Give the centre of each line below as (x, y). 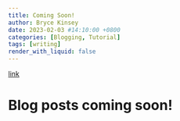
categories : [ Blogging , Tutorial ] (65, 37)
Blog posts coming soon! (90, 105)
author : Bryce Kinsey (43, 23)
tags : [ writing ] (34, 44)
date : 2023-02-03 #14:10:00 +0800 (65, 30)
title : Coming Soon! (42, 15)
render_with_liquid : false (52, 52)
